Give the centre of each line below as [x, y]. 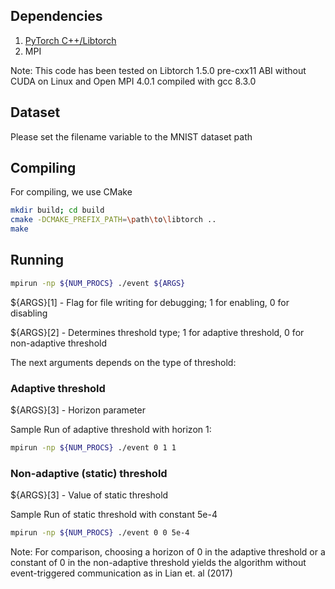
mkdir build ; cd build [57, 210]
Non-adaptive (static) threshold [89, 473]
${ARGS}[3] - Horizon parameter [78, 410]
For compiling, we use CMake [71, 192]
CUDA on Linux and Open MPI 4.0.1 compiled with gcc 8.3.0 [133, 81]
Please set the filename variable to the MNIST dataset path [131, 136]
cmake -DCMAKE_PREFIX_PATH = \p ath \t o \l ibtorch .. [113, 220]
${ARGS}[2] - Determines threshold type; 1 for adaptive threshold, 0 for [157, 332]
